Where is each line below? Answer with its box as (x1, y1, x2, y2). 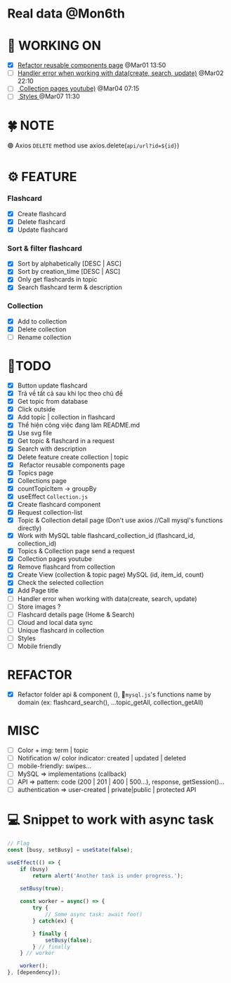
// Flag (7, 840, 30, 847)
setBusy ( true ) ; (20, 885, 65, 892)
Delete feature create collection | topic (17, 452, 129, 461)
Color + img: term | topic (17, 746, 89, 754)
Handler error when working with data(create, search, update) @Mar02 (17, 69, 224, 77)
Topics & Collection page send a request (17, 547, 136, 555)
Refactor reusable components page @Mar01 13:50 (17, 61, 166, 70)
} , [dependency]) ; (7, 969, 61, 976)
